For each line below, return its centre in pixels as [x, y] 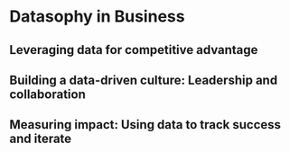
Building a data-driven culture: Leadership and [144, 80]
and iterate [41, 139]
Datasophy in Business [97, 17]
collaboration [47, 94]
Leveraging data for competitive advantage [134, 50]
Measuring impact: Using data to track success [145, 125]
